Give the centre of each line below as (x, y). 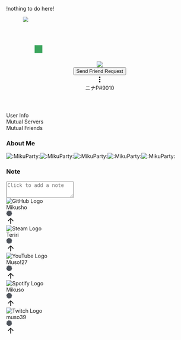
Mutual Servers (25, 122)
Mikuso (15, 290)
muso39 (16, 317)
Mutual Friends (25, 128)
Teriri (12, 234)
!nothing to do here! (30, 9)
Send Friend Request (100, 71)
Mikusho (17, 207)
